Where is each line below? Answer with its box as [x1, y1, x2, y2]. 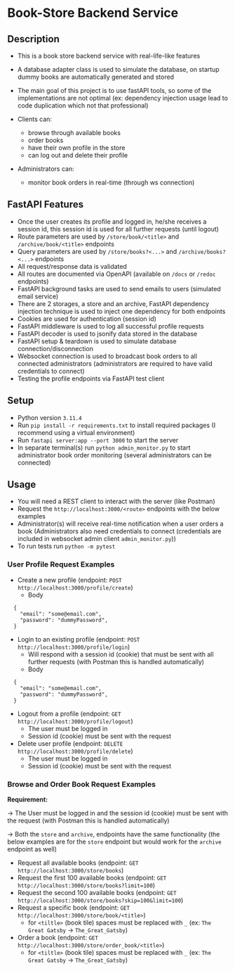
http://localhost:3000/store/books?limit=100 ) [17, 881, 156, 889]
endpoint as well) [7, 845, 58, 853]
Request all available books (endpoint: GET [17, 858, 139, 867]
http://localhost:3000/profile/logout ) [17, 716, 133, 725]
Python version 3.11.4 [17, 413, 82, 421]
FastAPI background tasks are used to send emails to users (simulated [17, 284, 221, 293]
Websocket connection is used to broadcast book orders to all [17, 352, 198, 360]
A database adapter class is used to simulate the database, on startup [17, 65, 220, 73]
